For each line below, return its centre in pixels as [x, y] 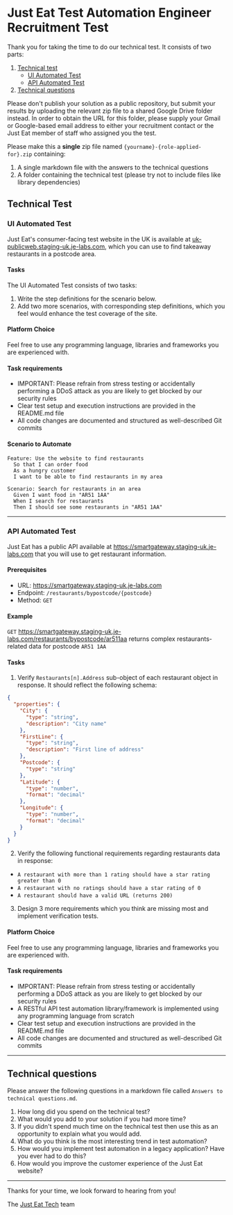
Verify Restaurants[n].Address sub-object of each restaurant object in [118, 678]
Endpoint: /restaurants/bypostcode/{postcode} [85, 592]
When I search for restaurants [59, 501]
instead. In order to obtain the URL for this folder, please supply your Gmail [114, 118]
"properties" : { [37, 704]
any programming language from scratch [76, 1016]
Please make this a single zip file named [65, 146]
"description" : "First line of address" [85, 749]
